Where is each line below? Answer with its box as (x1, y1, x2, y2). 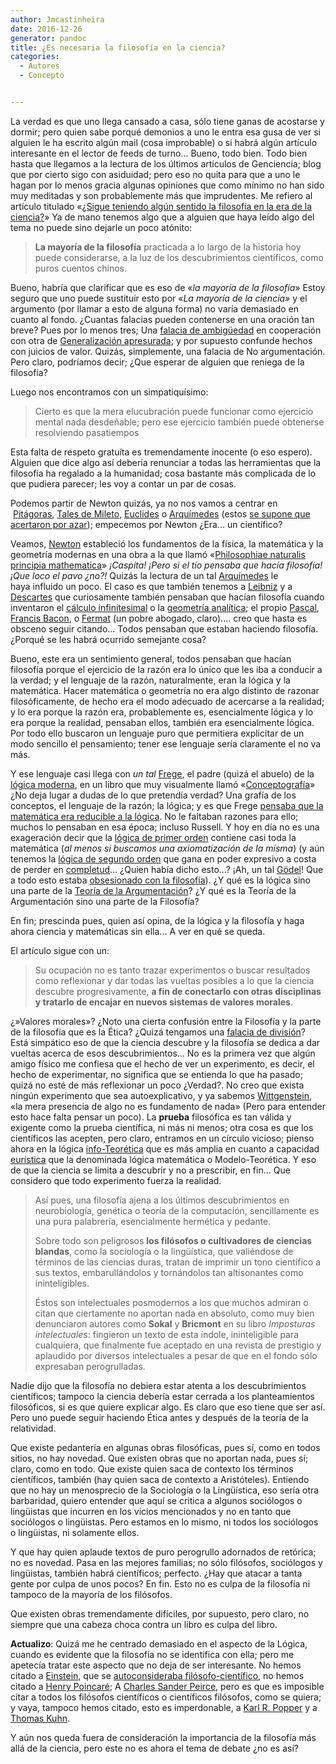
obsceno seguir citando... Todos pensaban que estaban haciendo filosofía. (10, 622, 319, 635)
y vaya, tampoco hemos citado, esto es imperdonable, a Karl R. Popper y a (10, 1701, 318, 1713)
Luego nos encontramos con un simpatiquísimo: (10, 386, 209, 398)
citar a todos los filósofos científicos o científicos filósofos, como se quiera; (10, 1691, 322, 1703)
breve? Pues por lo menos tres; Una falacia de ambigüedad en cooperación (10, 324, 322, 336)
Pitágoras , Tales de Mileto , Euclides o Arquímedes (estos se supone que (12, 507, 311, 520)
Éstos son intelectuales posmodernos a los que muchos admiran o (34, 1296, 309, 1308)
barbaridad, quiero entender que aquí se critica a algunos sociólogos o (10, 1494, 303, 1506)
